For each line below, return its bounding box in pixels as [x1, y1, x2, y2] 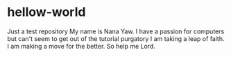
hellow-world [7, 4, 86, 20]
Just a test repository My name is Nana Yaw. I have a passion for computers [7, 27, 225, 35]
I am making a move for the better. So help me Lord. [7, 42, 156, 50]
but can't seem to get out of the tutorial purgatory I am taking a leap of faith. [7, 34, 225, 42]
